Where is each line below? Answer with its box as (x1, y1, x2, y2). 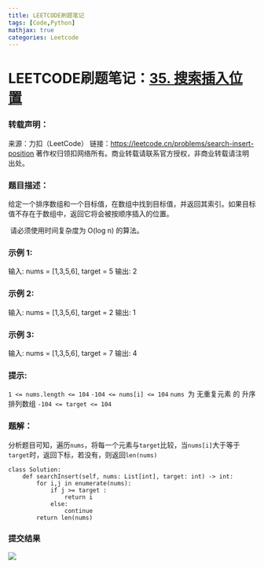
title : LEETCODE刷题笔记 (8, 11, 85, 20)
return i (64, 493, 93, 501)
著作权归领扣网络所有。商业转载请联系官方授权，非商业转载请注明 (35, 148, 250, 158)
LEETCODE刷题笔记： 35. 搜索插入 (8, 70, 229, 87)
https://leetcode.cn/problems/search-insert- (110, 138, 254, 148)
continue (64, 507, 93, 515)
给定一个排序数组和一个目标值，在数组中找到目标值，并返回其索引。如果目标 (8, 200, 256, 209)
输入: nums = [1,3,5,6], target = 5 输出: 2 (8, 266, 137, 276)
